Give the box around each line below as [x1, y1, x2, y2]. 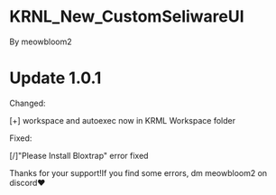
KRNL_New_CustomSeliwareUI [9, 6, 245, 27]
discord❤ [9, 177, 46, 188]
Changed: [9, 97, 46, 108]
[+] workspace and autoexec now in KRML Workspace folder [9, 115, 236, 125]
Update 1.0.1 [9, 68, 102, 88]
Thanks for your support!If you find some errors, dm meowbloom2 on [9, 167, 268, 178]
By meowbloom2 [9, 36, 72, 47]
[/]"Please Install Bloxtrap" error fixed [9, 150, 149, 161]
